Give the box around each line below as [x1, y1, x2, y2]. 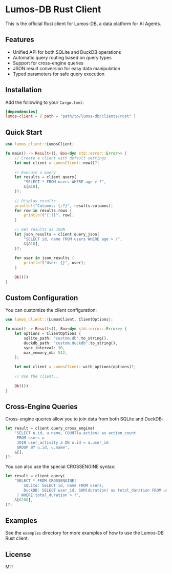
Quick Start [5, 128, 42, 137]
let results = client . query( [14, 175, 77, 180]
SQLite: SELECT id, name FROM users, [24, 483, 104, 488]
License [5, 550, 31, 559]
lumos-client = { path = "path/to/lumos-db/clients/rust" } [5, 114, 137, 119]
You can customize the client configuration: [5, 307, 97, 313]
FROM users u [16, 435, 45, 440]
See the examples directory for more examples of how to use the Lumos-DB [5, 530, 164, 536]
